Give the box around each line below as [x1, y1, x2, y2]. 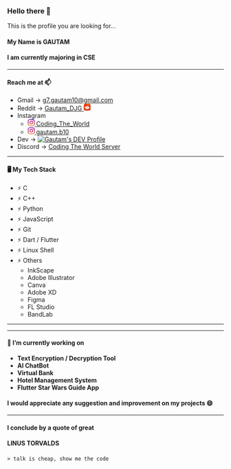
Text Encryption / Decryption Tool [16, 354, 116, 362]
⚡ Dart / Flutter [16, 235, 60, 243]
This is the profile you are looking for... [7, 22, 116, 30]
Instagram [16, 112, 46, 120]
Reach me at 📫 [7, 78, 52, 86]
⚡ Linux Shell [16, 246, 54, 254]
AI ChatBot [16, 361, 49, 370]
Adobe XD [27, 288, 57, 296]
